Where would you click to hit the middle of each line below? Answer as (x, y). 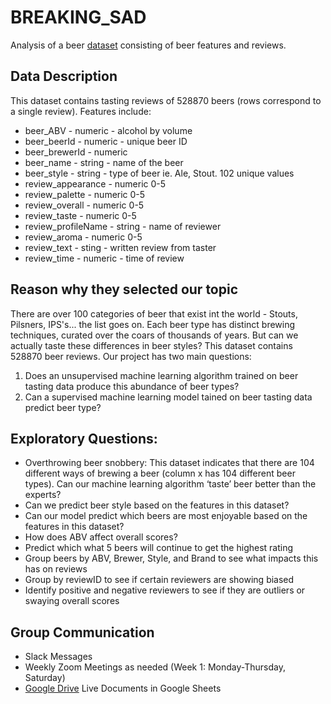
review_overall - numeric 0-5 (84, 205)
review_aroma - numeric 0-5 (83, 237)
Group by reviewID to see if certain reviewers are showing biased (159, 580)
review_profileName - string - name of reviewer (123, 226)
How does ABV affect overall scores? (101, 537)
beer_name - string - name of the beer (104, 162)
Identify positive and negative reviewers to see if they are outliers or (165, 590)
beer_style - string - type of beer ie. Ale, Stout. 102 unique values (159, 173)
